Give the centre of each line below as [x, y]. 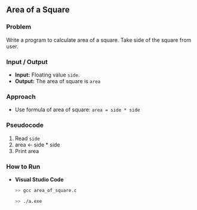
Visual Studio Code [39, 179]
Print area [27, 151]
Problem [19, 27]
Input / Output [27, 62]
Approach [21, 96]
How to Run [23, 166]
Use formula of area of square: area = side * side [77, 109]
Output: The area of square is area [58, 81]
